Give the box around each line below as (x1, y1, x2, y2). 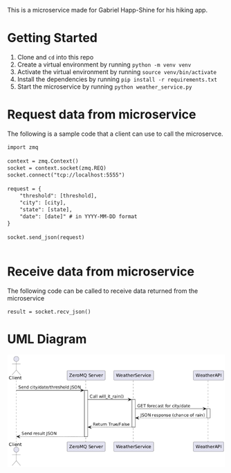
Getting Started (7, 30, 98, 46)
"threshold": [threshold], (19, 192, 98, 199)
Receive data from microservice (7, 264, 195, 280)
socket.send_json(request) (7, 233, 85, 241)
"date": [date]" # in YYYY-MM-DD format (19, 213, 138, 220)
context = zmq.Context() (7, 157, 79, 165)
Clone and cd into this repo (17, 53, 94, 61)
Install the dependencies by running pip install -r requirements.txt (17, 75, 218, 83)
